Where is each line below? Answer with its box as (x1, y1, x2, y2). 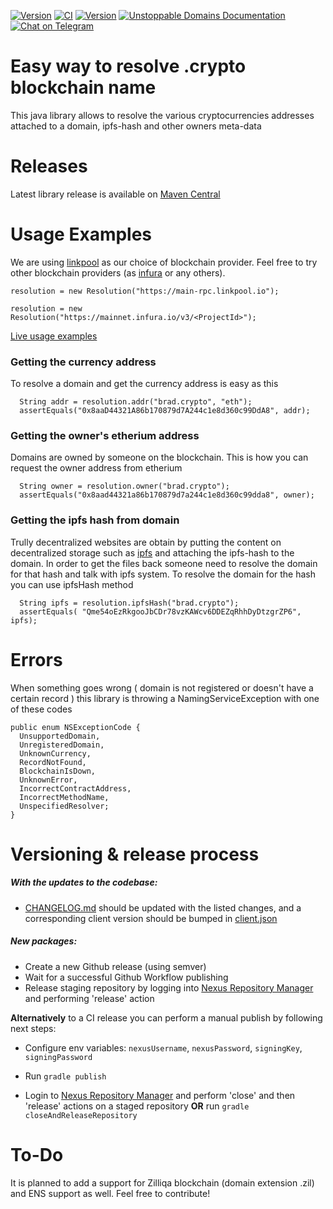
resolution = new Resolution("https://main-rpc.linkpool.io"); (10, 286, 280, 296)
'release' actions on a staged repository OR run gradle (24, 1100, 250, 1112)
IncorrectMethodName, (19, 792, 110, 802)
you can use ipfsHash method (10, 578, 134, 590)
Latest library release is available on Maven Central (10, 188, 221, 200)
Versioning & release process (10, 843, 260, 865)
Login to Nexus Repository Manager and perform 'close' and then (24, 1089, 296, 1101)
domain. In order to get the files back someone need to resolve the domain (10, 557, 318, 569)
